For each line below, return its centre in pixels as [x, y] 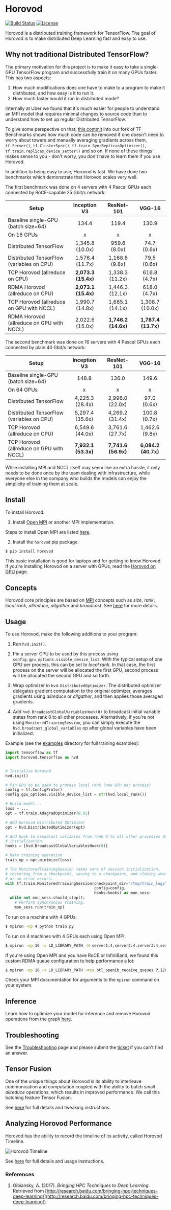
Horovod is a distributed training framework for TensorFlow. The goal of [80, 33]
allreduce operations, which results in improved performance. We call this [83, 1092]
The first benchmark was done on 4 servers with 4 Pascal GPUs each [78, 187]
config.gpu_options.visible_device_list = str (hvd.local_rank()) [76, 795]
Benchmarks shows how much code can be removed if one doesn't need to [85, 134]
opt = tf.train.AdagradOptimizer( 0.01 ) [48, 813]
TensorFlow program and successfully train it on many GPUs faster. [87, 72]
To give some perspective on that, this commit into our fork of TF [73, 129]
